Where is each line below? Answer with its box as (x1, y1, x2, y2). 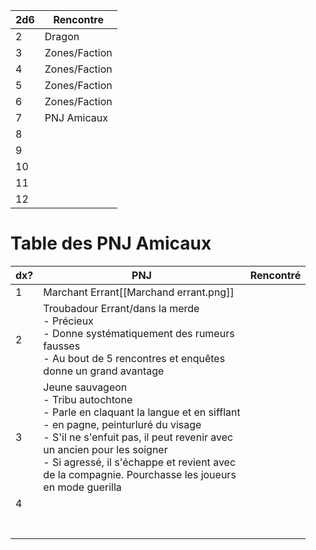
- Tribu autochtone (43, 392, 133, 406)
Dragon (44, 30, 80, 43)
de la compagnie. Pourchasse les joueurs (43, 467, 237, 481)
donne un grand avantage (43, 364, 165, 378)
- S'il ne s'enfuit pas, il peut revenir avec (43, 430, 234, 444)
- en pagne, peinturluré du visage (43, 417, 202, 431)
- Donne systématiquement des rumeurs (43, 326, 235, 340)
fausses (43, 339, 81, 353)
